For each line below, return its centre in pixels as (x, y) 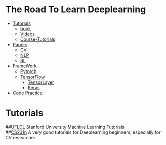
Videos (28, 34)
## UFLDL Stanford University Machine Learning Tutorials (65, 127)
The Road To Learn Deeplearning (76, 9)
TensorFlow (32, 77)
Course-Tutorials (38, 39)
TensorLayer (41, 82)
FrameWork (25, 66)
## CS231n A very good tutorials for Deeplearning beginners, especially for (83, 132)
